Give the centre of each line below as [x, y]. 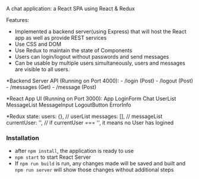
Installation [23, 138]
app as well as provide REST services [61, 38]
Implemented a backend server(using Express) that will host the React [101, 31]
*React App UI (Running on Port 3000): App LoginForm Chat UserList [91, 98]
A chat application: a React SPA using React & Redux [71, 9]
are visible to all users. [42, 69]
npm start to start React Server [53, 157]
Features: [18, 20]
